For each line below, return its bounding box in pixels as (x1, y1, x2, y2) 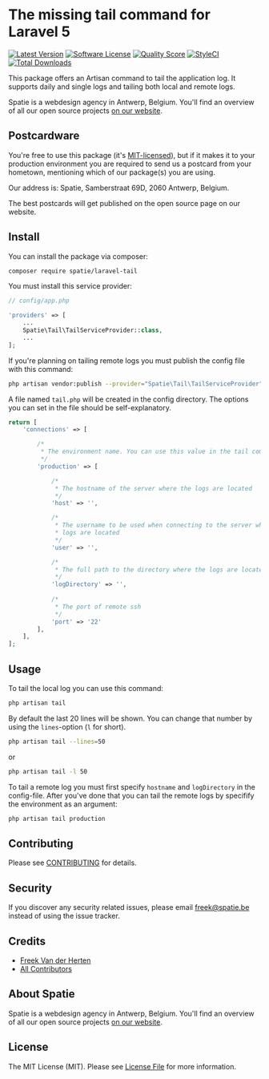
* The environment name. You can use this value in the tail (40, 447, 249, 456)
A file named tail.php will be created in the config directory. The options (8, 394, 249, 404)
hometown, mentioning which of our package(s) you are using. (8, 167, 216, 177)
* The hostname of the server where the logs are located (54, 484, 252, 492)
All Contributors (19, 964, 72, 973)
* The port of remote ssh (54, 603, 142, 611)
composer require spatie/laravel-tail (8, 267, 138, 275)
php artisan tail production (8, 814, 106, 822)
